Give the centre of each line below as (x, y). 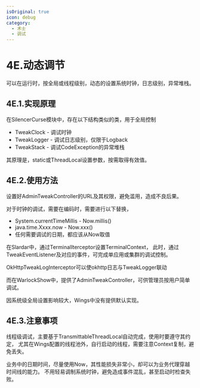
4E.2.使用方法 (32, 181)
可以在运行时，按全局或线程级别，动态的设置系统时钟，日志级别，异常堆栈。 (100, 83)
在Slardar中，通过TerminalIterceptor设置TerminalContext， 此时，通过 (93, 247)
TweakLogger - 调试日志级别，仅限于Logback (71, 140)
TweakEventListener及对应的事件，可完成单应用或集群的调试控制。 (89, 254)
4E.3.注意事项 (32, 321)
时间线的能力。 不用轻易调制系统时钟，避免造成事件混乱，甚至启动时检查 (96, 371)
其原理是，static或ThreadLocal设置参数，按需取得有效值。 (78, 160)
